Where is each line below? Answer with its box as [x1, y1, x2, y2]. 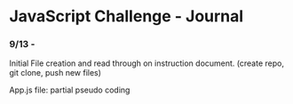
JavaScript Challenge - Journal [9, 6, 244, 27]
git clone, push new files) [9, 68, 102, 78]
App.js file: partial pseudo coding [9, 84, 131, 95]
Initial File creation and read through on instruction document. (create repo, [9, 58, 284, 68]
